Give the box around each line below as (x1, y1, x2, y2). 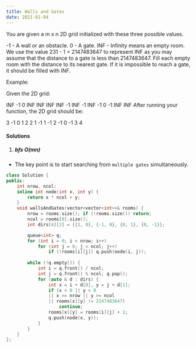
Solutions (6, 132, 31, 139)
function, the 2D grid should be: (6, 108, 84, 115)
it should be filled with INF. (6, 67, 71, 74)
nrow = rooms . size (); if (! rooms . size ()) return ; (27, 211, 152, 217)
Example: (6, 78, 29, 86)
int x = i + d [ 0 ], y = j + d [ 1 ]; (48, 282, 131, 288)
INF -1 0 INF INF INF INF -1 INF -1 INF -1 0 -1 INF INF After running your (6, 101, 178, 108)
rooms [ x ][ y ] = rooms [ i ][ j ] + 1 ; (48, 310, 128, 316)
